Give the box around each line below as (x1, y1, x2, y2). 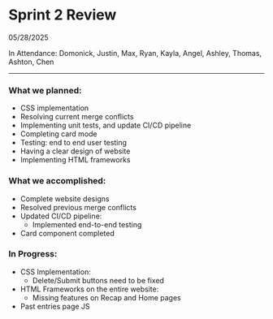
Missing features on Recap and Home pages (32, 292, 181, 302)
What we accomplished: (8, 175, 106, 187)
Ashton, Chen (8, 57, 54, 67)
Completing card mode (19, 129, 97, 139)
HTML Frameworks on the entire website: (19, 284, 159, 294)
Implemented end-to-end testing (32, 219, 142, 229)
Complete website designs (19, 193, 110, 204)
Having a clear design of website (19, 146, 131, 156)
